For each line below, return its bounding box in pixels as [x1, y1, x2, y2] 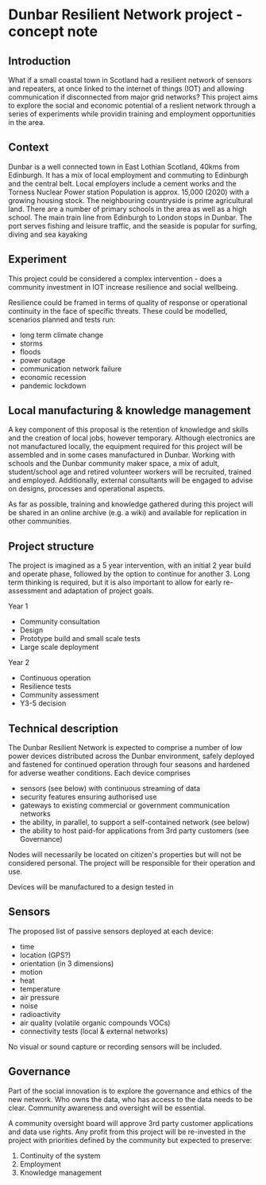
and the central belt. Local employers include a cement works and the [8, 178, 237, 188]
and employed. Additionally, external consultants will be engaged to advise [8, 475, 253, 485]
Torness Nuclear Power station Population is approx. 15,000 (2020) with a [8, 187, 250, 197]
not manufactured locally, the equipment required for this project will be [8, 442, 243, 452]
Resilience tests [19, 682, 71, 691]
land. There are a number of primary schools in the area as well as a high [8, 204, 248, 213]
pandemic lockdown [19, 381, 87, 390]
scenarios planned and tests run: [8, 315, 116, 324]
